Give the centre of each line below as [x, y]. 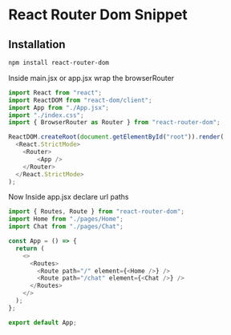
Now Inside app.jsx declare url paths [69, 197]
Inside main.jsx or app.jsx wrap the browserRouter [91, 78]
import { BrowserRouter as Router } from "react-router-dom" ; [114, 123]
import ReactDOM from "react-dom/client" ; [80, 100]
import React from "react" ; [55, 93]
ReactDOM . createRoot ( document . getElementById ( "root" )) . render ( [116, 137]
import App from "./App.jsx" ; [59, 107]
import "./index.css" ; [46, 115]
